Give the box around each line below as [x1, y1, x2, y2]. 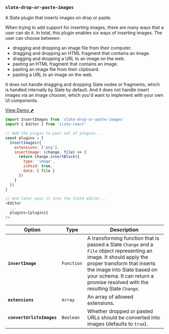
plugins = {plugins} [10, 210, 49, 216]
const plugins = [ [5, 136, 44, 141]
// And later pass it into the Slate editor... [5, 196, 107, 201]
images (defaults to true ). [87, 320, 148, 327]
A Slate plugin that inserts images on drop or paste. [5, 15, 112, 21]
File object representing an [87, 247, 152, 254]
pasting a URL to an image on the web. [12, 72, 93, 78]
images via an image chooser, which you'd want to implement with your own [5, 92, 163, 98]
